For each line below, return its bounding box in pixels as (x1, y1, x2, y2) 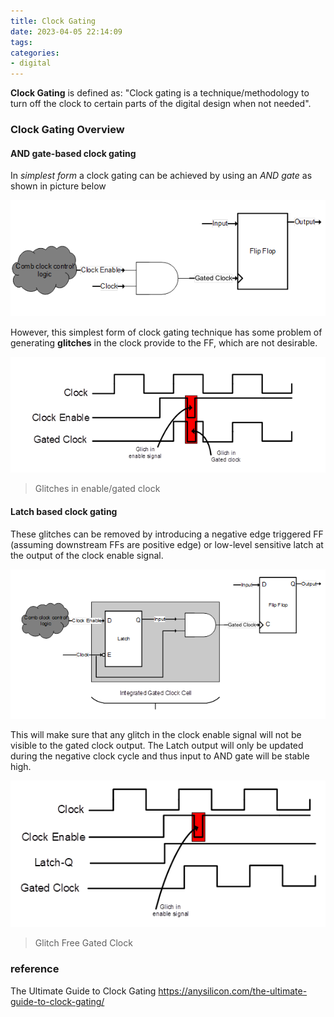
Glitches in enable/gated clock (34, 483, 161, 495)
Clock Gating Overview (10, 123, 125, 137)
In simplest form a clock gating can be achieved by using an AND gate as (10, 170, 313, 182)
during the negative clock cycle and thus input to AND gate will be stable (10, 750, 310, 762)
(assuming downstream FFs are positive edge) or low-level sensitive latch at (10, 538, 324, 550)
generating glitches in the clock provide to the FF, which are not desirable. (10, 336, 318, 349)
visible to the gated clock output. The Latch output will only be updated (10, 740, 304, 752)
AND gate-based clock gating (10, 147, 137, 159)
